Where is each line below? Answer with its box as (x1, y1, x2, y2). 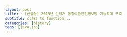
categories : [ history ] (5, 20, 51, 25)
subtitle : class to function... (5, 16, 71, 21)
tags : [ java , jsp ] (5, 25, 40, 30)
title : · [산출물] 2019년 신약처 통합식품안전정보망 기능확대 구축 (5, 12, 122, 16)
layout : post (5, 7, 32, 12)
